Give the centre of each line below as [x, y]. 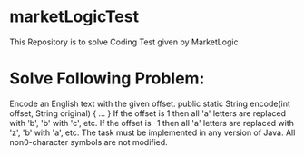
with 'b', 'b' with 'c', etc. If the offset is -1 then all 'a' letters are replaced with [152, 123]
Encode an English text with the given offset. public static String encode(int [150, 103]
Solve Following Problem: [107, 78]
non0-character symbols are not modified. [88, 142]
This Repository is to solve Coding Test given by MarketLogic [124, 42]
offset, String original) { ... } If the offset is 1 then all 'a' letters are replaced [147, 113]
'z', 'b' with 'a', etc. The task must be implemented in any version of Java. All [152, 132]
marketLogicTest [74, 17]
